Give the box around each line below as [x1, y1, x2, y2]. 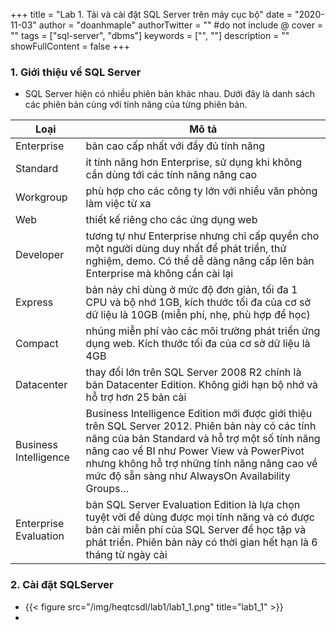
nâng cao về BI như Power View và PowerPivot [85, 444, 305, 458]
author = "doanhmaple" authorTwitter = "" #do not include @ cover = [38, 19, 324, 31]
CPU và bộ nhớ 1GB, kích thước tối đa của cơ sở [85, 295, 312, 309]
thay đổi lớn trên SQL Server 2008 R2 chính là [85, 365, 302, 379]
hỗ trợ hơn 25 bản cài [85, 390, 187, 404]
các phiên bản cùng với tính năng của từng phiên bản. [24, 99, 248, 111]
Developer [15, 248, 65, 262]
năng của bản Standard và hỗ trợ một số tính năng [85, 432, 321, 446]
